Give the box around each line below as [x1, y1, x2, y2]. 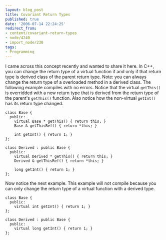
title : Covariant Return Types [5, 12, 70, 17]
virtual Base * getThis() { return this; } [14, 119, 106, 124]
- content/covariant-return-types [5, 31, 77, 36]
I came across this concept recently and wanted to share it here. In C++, [5, 63, 154, 69]
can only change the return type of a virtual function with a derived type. [5, 185, 155, 191]
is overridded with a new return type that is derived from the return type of [5, 90, 159, 96]
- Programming [5, 49, 35, 54]
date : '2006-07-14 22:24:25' [5, 21, 66, 27]
